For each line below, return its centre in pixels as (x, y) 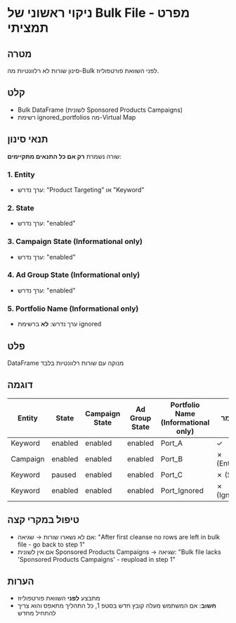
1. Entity (21, 174)
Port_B (172, 458)
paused (64, 475)
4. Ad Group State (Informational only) (74, 275)
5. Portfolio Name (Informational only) (73, 309)
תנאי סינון (28, 140)
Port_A (172, 443)
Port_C (172, 475)
